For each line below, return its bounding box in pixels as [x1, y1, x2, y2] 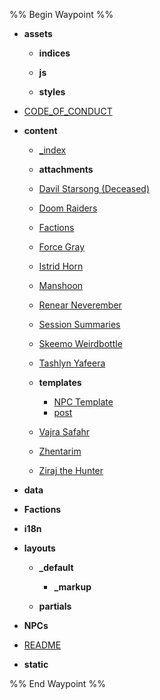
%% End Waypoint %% [9, 678, 106, 689]
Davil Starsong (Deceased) [38, 183, 151, 194]
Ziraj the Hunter [38, 465, 104, 476]
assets [23, 28, 53, 39]
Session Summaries [38, 319, 121, 330]
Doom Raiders [38, 202, 98, 214]
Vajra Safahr [38, 426, 91, 438]
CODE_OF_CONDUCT [23, 105, 113, 117]
